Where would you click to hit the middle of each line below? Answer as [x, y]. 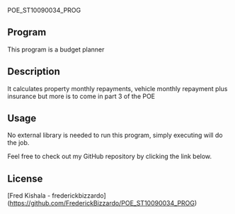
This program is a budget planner [56, 49]
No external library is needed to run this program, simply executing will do [115, 135]
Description [34, 72]
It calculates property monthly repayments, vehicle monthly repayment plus [117, 88]
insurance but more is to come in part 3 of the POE [81, 96]
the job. [18, 143]
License [25, 178]
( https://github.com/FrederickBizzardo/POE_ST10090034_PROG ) [102, 203]
